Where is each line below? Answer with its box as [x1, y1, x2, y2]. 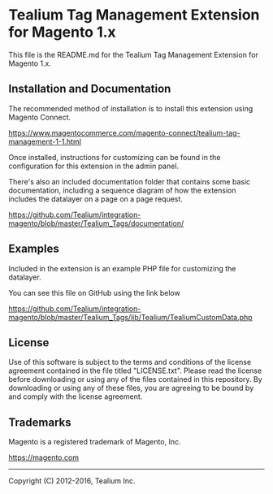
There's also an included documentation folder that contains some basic [8, 176, 251, 186]
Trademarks [8, 415, 71, 429]
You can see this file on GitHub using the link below [8, 288, 180, 297]
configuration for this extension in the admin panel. [8, 161, 180, 171]
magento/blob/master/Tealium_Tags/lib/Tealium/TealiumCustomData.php [8, 312, 253, 322]
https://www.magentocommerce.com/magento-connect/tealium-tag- [8, 128, 240, 137]
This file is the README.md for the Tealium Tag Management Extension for [8, 50, 258, 59]
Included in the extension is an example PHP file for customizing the [8, 263, 236, 273]
